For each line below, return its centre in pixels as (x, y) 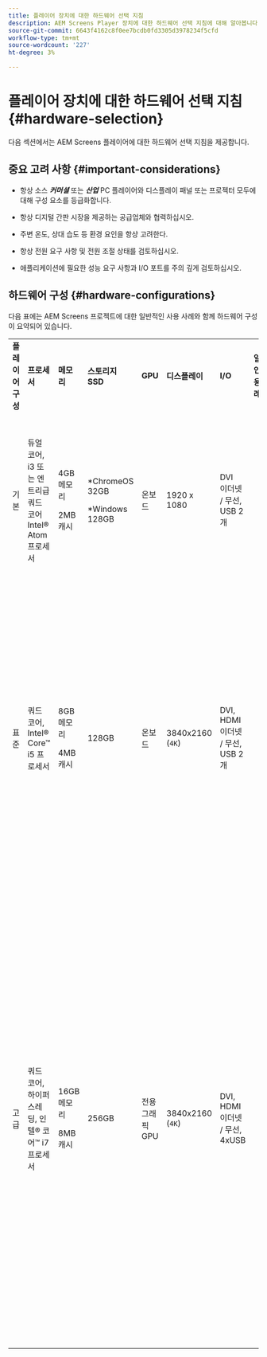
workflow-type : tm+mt (44, 38)
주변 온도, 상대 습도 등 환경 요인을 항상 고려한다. (94, 234)
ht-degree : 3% (32, 53)
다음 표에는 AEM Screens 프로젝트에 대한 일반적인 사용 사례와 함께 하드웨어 (126, 316)
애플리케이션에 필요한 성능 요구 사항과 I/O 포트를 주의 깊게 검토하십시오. (131, 268)
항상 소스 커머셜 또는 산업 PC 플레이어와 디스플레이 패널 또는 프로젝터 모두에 (138, 190)
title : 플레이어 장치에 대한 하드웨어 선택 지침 (76, 16)
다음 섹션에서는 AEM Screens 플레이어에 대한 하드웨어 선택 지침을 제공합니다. (129, 142)
